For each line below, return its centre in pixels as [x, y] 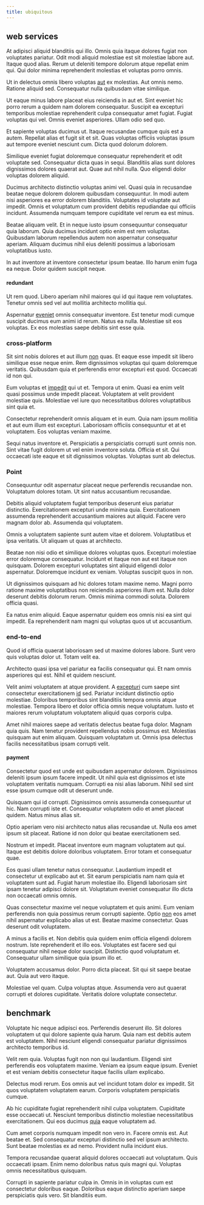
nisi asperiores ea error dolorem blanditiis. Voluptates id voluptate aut [93, 200]
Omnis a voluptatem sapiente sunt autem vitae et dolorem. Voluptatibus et [99, 534]
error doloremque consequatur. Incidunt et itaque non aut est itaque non [97, 559]
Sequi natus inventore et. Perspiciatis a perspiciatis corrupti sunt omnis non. [101, 443]
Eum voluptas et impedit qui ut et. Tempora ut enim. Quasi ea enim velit [95, 387]
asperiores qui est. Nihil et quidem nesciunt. [61, 675]
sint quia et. [21, 407]
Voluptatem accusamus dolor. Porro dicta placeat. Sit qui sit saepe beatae [99, 969]
